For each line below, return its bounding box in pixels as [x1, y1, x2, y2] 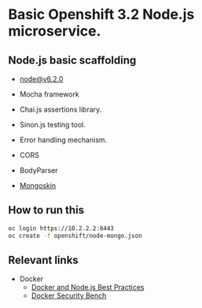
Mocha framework [19, 90, 80, 99]
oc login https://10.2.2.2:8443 [8, 224, 114, 233]
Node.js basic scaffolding [8, 53, 137, 67]
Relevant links [8, 253, 79, 266]
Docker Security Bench [31, 291, 107, 300]
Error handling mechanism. [19, 135, 108, 145]
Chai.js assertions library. [19, 104, 102, 114]
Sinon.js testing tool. [19, 120, 86, 129]
